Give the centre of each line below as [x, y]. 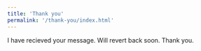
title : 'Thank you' [36, 14]
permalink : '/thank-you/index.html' [61, 20]
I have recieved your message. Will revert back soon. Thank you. [100, 40]
